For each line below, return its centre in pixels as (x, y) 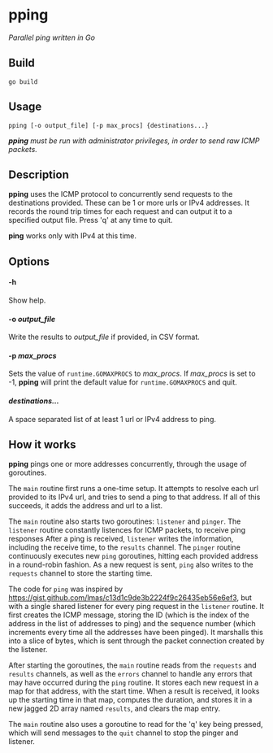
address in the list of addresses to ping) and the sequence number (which (132, 624)
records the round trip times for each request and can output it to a (121, 211)
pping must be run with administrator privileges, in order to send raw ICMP (134, 141)
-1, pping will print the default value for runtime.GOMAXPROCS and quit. (123, 382)
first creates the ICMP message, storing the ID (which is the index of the (129, 615)
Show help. (27, 300)
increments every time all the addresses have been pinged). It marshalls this (136, 633)
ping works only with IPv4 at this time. (72, 236)
